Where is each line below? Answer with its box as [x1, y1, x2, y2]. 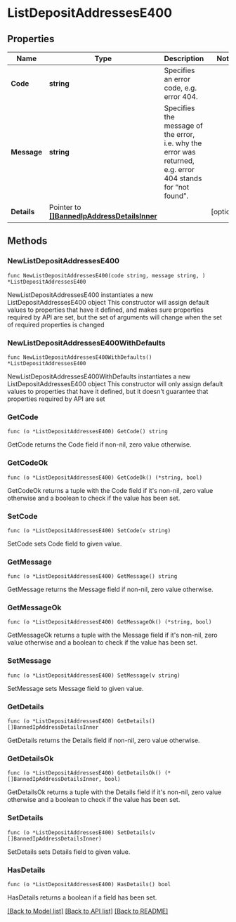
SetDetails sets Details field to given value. [7, 848, 131, 856]
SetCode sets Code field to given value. [7, 539, 122, 548]
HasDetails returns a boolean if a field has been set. [7, 893, 157, 902]
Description [164, 54, 204, 63]
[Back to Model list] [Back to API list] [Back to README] [7, 907, 169, 915]
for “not [164, 183, 190, 192]
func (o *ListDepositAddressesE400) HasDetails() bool [7, 881, 171, 888]
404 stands [164, 173, 202, 183]
